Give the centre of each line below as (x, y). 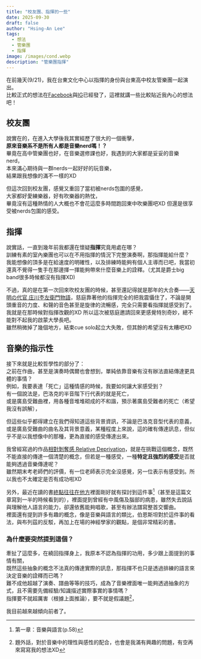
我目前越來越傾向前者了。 (38, 611)
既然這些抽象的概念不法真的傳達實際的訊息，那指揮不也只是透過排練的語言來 (100, 568)
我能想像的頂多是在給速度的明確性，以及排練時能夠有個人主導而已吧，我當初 (100, 262)
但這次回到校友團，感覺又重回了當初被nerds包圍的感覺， (76, 189)
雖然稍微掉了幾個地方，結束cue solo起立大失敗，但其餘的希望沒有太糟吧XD (99, 328)
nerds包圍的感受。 (39, 211)
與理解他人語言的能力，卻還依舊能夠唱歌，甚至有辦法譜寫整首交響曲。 (93, 507)
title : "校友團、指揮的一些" (38, 12)
